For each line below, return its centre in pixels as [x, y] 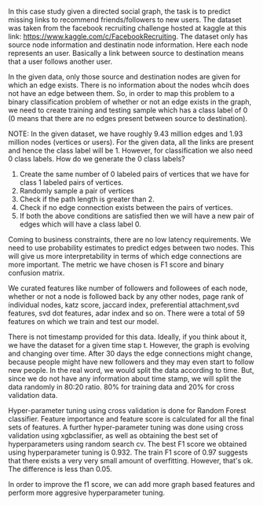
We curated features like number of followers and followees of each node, [128, 288]
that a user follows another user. [60, 61]
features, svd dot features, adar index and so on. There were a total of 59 [126, 313]
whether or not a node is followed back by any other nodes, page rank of [126, 297]
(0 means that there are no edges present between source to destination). [128, 118]
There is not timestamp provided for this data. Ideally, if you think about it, [128, 337]
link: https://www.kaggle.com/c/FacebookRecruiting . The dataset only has [128, 36]
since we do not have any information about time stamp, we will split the [125, 378]
